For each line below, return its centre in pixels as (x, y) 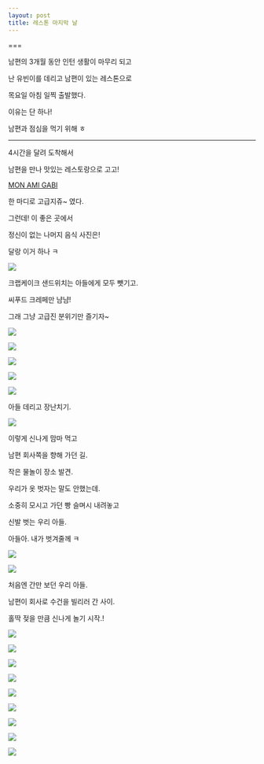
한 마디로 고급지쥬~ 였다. (46, 201)
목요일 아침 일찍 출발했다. (47, 94)
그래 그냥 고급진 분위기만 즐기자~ (59, 316)
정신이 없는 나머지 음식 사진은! (54, 234)
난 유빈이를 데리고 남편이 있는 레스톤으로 (70, 78)
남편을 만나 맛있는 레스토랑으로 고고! (64, 169)
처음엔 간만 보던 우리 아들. (48, 585)
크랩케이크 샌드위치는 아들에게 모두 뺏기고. (73, 282)
